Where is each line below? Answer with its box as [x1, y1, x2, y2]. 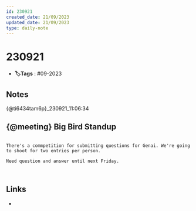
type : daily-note [6, 25, 49, 31]
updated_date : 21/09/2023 [6, 19, 69, 25]
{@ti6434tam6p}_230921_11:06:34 [6, 105, 89, 112]
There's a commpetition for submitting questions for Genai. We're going [6, 142, 191, 149]
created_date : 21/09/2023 [6, 14, 69, 20]
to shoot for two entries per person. [6, 148, 101, 153]
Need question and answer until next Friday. [6, 158, 119, 164]
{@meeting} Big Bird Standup [6, 122, 116, 132]
